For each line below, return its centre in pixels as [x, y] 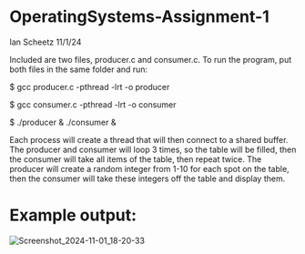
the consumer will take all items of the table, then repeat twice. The [136, 159]
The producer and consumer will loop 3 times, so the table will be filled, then [153, 149]
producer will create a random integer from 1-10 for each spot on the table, [149, 168]
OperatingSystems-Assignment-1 [140, 17]
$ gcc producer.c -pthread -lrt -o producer [90, 86]
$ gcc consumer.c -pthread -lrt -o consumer [93, 104]
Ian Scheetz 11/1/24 [46, 42]
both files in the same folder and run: [79, 69]
